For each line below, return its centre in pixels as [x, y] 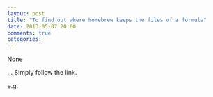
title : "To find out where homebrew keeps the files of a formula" [107, 20]
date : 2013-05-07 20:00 [42, 26]
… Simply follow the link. [42, 73]
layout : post [26, 14]
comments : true [29, 33]
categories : [24, 39]
